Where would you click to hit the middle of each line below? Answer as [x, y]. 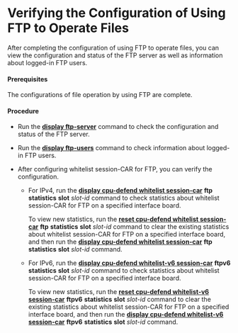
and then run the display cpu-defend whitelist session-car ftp [120, 242]
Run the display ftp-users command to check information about [111, 148]
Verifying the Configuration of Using [117, 13]
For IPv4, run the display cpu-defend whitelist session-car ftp [120, 191]
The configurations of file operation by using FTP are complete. [100, 95]
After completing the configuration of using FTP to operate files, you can [113, 47]
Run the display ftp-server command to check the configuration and [118, 127]
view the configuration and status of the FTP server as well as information [115, 55]
